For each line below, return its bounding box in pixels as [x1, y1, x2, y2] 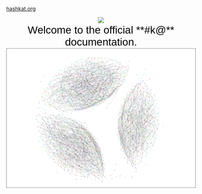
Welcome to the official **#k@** [27, 24, 175, 36]
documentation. [65, 36, 137, 48]
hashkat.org [6, 5, 36, 12]
